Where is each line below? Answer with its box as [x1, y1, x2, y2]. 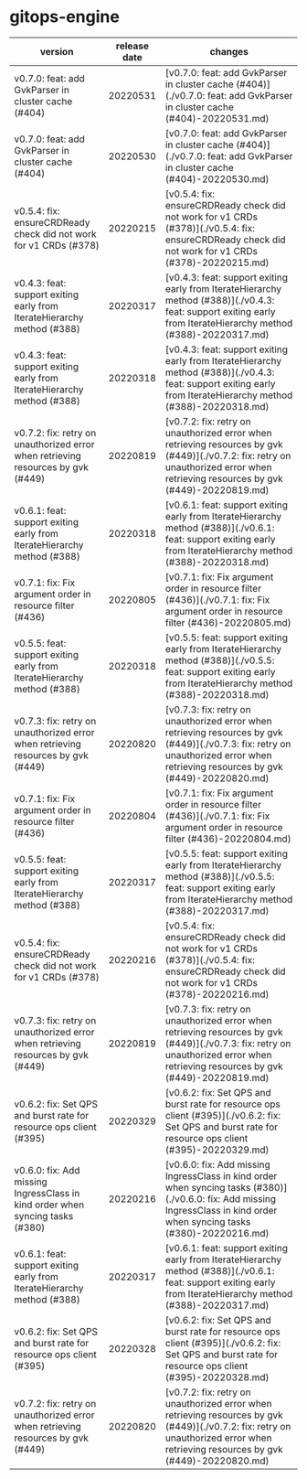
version [39, 45, 74, 58]
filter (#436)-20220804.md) [164, 832, 291, 845]
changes [209, 45, 249, 58]
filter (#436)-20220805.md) [164, 616, 291, 628]
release [115, 39, 149, 52]
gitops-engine [9, 6, 121, 27]
